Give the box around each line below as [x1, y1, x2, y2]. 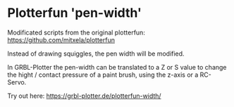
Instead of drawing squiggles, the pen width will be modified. [7, 49, 185, 58]
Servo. [7, 77, 27, 86]
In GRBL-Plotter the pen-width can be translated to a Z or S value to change [7, 63, 227, 71]
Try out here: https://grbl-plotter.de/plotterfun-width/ [7, 92, 161, 100]
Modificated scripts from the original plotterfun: [7, 28, 146, 37]
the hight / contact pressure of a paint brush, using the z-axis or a [7, 70, 199, 79]
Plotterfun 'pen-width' [7, 5, 142, 21]
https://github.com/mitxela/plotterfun [7, 35, 115, 44]
